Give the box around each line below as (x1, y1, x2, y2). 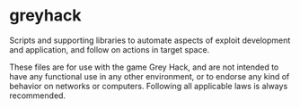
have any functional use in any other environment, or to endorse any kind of (9, 71, 290, 81)
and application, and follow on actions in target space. (9, 44, 210, 54)
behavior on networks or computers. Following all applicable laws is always (9, 80, 288, 91)
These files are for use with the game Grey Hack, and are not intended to (9, 62, 279, 72)
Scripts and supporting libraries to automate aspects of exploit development (9, 35, 291, 46)
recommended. (9, 90, 66, 101)
